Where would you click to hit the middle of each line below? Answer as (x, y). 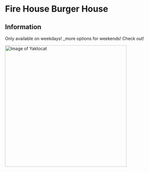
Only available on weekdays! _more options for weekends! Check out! (74, 38)
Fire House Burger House (57, 9)
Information (23, 27)
